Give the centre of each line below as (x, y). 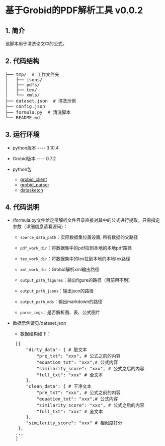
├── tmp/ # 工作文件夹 (32, 74)
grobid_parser (34, 184)
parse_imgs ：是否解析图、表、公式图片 (60, 312)
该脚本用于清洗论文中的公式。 (36, 44)
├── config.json (25, 106)
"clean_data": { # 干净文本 (59, 386)
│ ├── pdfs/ (23, 85)
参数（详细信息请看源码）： (40, 227)
